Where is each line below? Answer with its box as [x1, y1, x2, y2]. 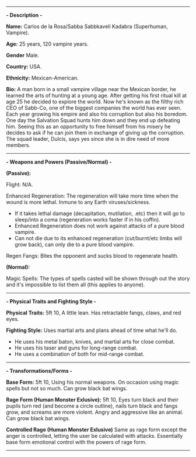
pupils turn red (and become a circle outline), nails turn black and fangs [6, 403, 178, 409]
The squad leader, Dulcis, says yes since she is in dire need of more [6, 136, 170, 142]
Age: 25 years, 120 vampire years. [6, 40, 89, 47]
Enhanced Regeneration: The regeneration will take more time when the [6, 192, 178, 199]
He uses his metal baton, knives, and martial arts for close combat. [14, 338, 175, 345]
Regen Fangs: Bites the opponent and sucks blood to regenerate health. [6, 252, 179, 259]
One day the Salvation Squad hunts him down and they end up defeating [6, 117, 181, 123]
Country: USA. [6, 63, 42, 70]
